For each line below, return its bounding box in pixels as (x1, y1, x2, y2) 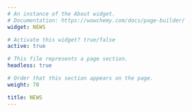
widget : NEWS (7, 23, 46, 30)
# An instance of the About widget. (7, 10, 115, 18)
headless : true (7, 62, 52, 69)
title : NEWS (7, 94, 43, 101)
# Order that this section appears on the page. (7, 75, 154, 82)
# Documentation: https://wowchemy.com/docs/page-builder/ (7, 17, 186, 24)
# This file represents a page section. (7, 56, 129, 63)
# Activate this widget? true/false (7, 36, 115, 43)
